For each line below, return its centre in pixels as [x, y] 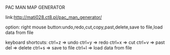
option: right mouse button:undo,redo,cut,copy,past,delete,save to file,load [84, 27]
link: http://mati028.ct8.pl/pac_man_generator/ [54, 17]
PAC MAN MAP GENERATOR [35, 7]
